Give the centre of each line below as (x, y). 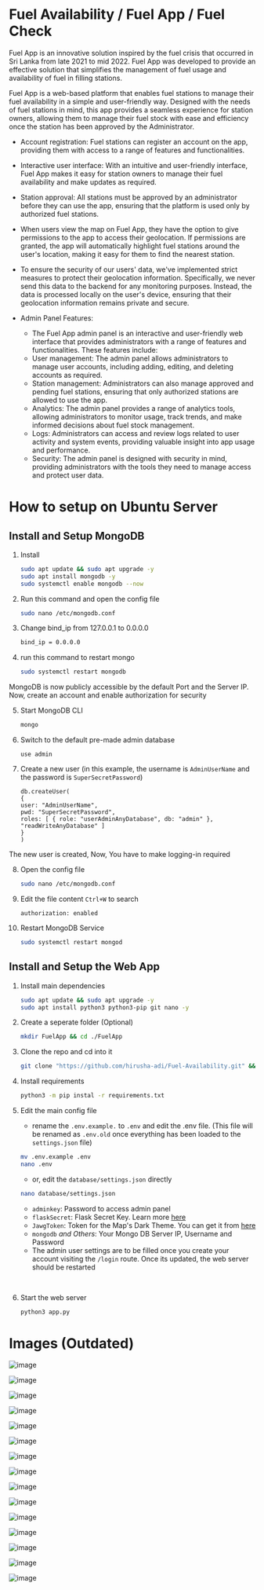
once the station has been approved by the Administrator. (102, 126)
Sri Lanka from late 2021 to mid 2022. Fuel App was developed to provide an (132, 61)
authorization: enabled (59, 913)
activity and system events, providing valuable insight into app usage (143, 441)
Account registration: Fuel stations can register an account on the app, (134, 141)
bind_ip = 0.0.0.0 (50, 643)
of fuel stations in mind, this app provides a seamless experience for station (131, 110)
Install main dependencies (62, 986)
